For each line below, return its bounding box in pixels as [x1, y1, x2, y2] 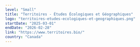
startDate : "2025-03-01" [5, 21, 56, 26]
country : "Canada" [5, 35, 43, 40]
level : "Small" [5, 7, 36, 12]
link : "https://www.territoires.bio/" [5, 30, 85, 35]
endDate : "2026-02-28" [5, 25, 52, 30]
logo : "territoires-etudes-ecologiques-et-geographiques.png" [5, 16, 136, 21]
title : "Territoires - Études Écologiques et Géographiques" [5, 12, 134, 17]
